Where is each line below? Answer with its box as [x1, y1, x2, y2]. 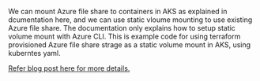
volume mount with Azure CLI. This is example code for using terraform [8, 31, 241, 41]
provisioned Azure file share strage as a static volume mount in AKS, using [8, 40, 251, 50]
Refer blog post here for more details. [8, 64, 130, 73]
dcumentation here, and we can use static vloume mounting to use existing [8, 15, 253, 24]
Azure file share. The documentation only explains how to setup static [8, 24, 236, 32]
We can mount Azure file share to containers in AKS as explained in [8, 7, 228, 16]
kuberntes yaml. [8, 49, 61, 57]
